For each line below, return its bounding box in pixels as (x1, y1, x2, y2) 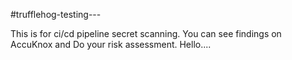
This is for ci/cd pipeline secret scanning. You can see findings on (10, 28, 282, 39)
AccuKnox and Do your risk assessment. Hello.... (10, 39, 212, 50)
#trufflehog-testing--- (10, 9, 102, 20)
